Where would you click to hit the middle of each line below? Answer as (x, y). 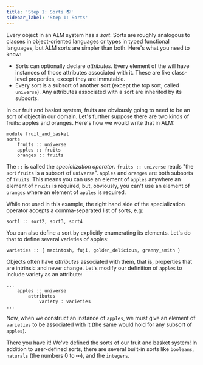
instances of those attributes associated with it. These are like (93, 72)
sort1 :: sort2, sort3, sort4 (45, 221)
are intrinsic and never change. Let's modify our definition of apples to (94, 268)
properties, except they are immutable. (77, 79)
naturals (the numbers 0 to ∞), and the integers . (68, 355)
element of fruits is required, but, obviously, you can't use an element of (98, 186)
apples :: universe (42, 291)
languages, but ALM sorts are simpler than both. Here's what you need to (98, 48)
